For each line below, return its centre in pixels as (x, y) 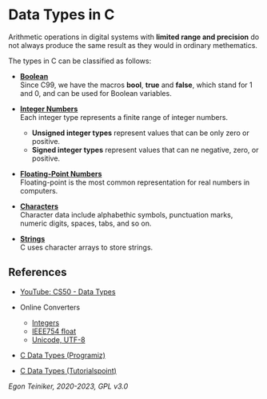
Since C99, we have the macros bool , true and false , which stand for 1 (136, 85)
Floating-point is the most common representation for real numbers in (135, 182)
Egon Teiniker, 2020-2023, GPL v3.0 (68, 386)
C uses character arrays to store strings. (86, 247)
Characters (39, 206)
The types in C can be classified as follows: (80, 61)
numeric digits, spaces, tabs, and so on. (86, 223)
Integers (46, 322)
